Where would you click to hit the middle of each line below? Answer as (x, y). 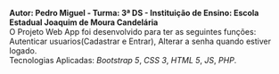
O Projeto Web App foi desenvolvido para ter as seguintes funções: (133, 32)
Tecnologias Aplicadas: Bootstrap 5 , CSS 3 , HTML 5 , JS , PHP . (123, 60)
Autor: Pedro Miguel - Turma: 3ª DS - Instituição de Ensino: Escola (134, 13)
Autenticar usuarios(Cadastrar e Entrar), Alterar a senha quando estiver (140, 41)
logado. (23, 51)
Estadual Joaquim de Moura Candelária (84, 22)
